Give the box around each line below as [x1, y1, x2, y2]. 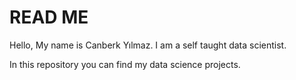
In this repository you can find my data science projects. [9, 58, 241, 70]
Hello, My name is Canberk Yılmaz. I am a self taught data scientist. [9, 39, 287, 51]
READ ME [9, 6, 89, 29]
